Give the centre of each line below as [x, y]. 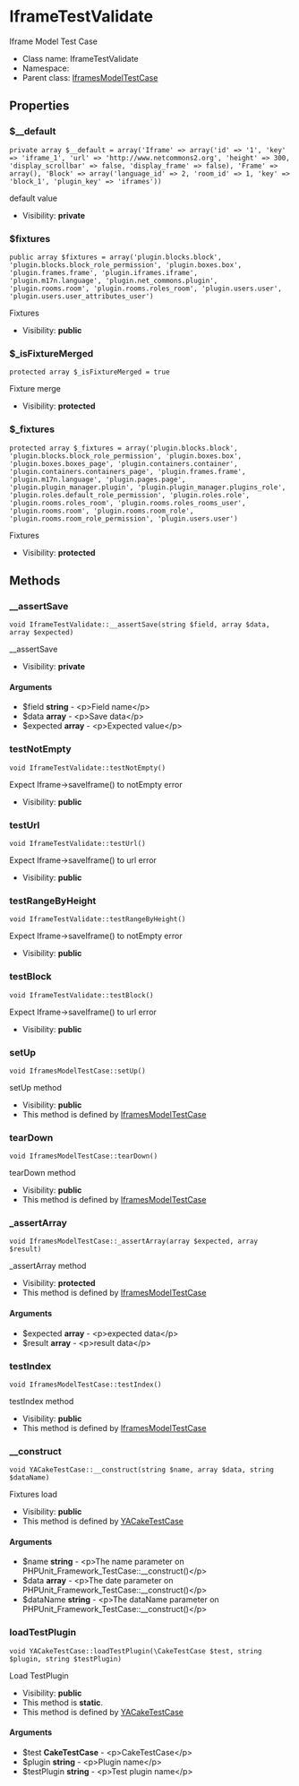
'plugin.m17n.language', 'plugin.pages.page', [98, 479]
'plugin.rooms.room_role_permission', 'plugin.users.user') [124, 518]
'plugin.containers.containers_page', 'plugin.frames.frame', [128, 471]
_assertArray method [48, 1266]
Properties [39, 106]
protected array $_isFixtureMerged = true [90, 372]
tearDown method [43, 1173]
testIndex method [42, 1401]
